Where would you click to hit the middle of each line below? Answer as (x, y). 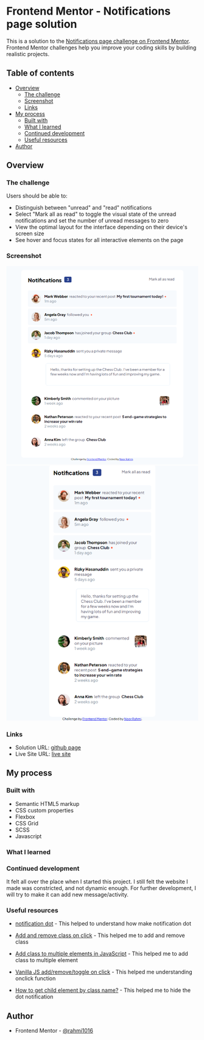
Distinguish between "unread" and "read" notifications (83, 208)
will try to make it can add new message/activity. (68, 894)
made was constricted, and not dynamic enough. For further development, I (101, 888)
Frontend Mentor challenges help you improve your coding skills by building (101, 48)
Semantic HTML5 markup (47, 803)
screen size (30, 233)
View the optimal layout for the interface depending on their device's (101, 227)
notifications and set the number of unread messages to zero (92, 221)
